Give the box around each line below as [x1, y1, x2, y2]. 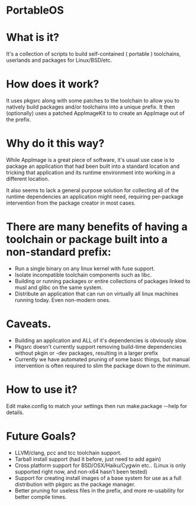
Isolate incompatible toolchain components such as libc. [14, 271, 152, 278]
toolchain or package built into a [6, 233, 168, 246]
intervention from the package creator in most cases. [6, 199, 136, 206]
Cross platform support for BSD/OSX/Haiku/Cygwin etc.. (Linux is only [14, 462, 187, 469]
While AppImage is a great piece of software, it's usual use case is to [6, 157, 175, 163]
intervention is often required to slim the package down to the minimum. [14, 362, 191, 369]
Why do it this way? [6, 137, 105, 150]
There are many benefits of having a [6, 220, 188, 234]
